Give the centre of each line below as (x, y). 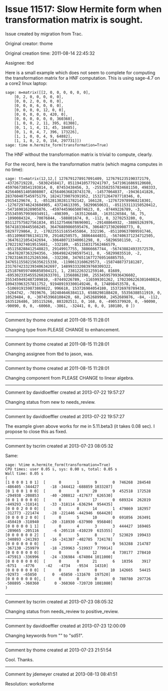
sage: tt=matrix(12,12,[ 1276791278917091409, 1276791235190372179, (78, 179)
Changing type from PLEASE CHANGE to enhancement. (62, 329)
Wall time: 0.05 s (24, 473)
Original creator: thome (29, 43)
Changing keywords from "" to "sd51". (44, 635)
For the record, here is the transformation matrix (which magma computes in (84, 164)
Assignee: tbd (19, 63)
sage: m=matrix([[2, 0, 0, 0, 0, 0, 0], (48, 92)
